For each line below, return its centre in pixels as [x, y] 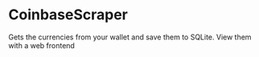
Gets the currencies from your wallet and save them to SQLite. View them [130, 37]
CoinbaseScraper [68, 15]
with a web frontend [41, 45]
